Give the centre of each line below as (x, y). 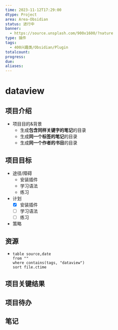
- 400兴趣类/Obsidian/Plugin (39, 47)
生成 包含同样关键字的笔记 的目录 (53, 130)
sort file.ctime (29, 267)
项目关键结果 (25, 284)
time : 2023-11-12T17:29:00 (33, 10)
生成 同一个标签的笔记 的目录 (49, 137)
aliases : (14, 66)
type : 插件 (16, 38)
